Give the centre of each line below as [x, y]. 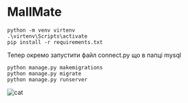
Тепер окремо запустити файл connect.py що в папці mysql [94, 55]
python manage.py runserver [48, 80]
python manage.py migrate [44, 73]
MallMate [34, 12]
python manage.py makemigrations [55, 67]
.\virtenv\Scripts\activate [48, 36]
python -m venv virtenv [41, 30]
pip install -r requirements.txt [55, 42]
